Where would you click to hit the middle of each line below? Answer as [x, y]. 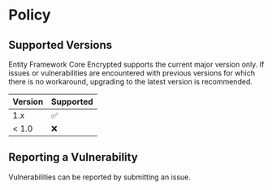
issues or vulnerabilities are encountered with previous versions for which [132, 73]
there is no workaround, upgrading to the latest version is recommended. [131, 82]
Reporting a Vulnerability [73, 157]
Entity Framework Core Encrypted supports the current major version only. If [136, 64]
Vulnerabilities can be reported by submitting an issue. [99, 177]
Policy [30, 15]
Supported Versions [60, 45]
